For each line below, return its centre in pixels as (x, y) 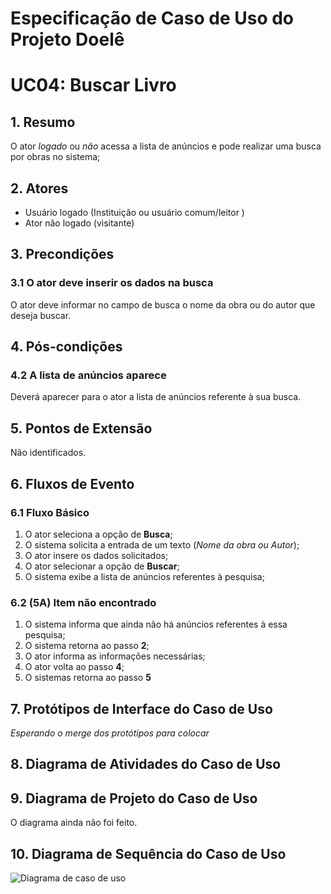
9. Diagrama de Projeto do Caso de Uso (134, 798)
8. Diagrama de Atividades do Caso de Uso (146, 764)
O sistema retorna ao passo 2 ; (87, 646)
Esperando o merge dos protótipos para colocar (110, 733)
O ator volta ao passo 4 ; (74, 667)
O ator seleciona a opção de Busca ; (98, 534)
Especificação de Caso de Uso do (152, 18)
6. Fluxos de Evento (72, 483)
